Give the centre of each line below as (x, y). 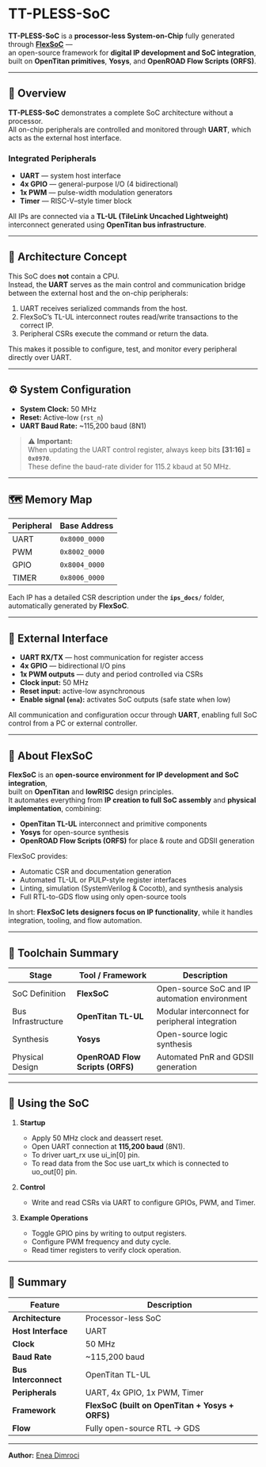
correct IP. (36, 325)
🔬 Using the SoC (49, 1103)
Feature (45, 1304)
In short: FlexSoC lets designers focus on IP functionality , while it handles (131, 912)
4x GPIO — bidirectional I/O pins (72, 666)
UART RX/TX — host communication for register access (112, 657)
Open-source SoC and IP (203, 988)
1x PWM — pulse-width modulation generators (96, 193)
